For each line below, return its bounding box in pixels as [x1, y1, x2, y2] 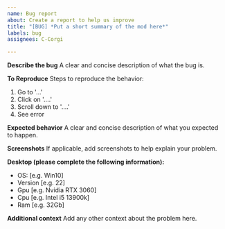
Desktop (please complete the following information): [7, 158, 165, 167]
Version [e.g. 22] [17, 178, 66, 187]
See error [17, 110, 45, 119]
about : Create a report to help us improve [7, 17, 135, 24]
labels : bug [7, 29, 42, 37]
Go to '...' [17, 88, 43, 96]
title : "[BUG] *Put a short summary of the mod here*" [7, 23, 169, 30]
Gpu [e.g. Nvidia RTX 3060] [17, 186, 97, 194]
